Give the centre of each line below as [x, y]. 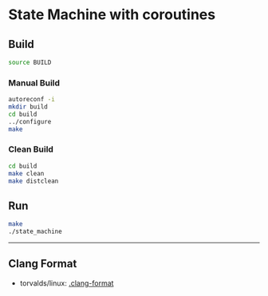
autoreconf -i [32, 100]
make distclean [33, 181]
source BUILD [30, 62]
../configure [30, 121]
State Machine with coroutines [112, 15]
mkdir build [28, 107]
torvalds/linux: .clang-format [67, 283]
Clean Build [31, 149]
